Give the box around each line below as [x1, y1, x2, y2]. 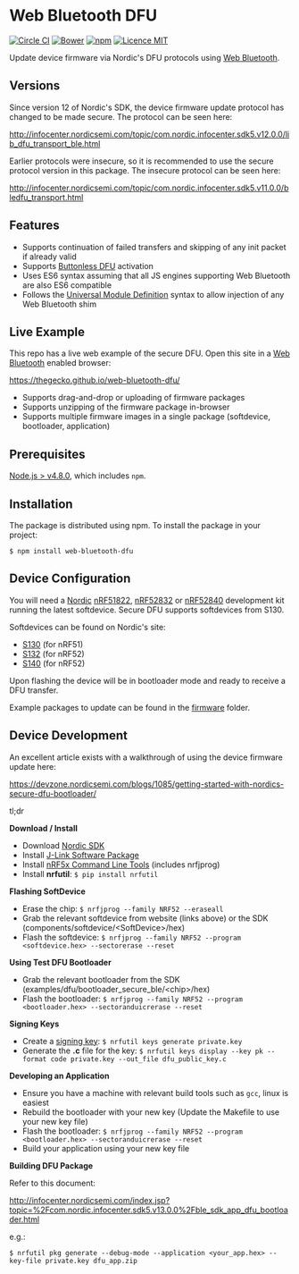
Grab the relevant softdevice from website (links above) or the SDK [21, 913, 270, 924]
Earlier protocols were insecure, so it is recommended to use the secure [9, 156, 274, 166]
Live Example [9, 324, 85, 340]
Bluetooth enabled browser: [9, 358, 112, 368]
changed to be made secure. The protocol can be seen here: [9, 111, 233, 122]
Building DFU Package [9, 1160, 94, 1171]
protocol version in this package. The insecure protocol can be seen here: [9, 165, 281, 175]
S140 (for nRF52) [21, 658, 86, 669]
